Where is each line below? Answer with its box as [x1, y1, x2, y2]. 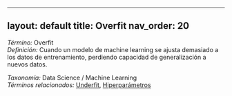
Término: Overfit [7, 38, 54, 47]
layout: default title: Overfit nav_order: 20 [7, 20, 190, 32]
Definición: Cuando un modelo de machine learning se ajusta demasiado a [7, 45, 219, 53]
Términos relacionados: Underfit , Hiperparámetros [7, 80, 151, 89]
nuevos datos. [7, 60, 48, 69]
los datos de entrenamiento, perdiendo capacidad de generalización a [7, 53, 206, 61]
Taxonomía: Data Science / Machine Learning [7, 73, 137, 82]
